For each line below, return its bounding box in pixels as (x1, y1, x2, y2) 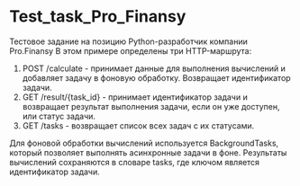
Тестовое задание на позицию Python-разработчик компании (9, 36, 248, 47)
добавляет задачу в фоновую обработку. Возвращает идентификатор (22, 72, 291, 83)
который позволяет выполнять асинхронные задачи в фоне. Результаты (9, 146, 287, 158)
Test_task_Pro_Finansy (9, 6, 186, 27)
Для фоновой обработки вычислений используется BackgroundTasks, (9, 137, 279, 148)
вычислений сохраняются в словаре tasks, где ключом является (9, 156, 259, 167)
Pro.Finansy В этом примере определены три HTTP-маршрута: (9, 45, 252, 56)
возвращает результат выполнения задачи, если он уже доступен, (22, 101, 280, 111)
